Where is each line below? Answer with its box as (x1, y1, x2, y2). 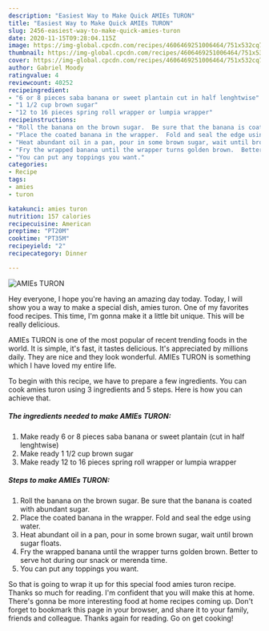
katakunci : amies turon (8, 205, 88, 213)
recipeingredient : (8, 86, 70, 94)
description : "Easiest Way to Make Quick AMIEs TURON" (8, 11, 195, 20)
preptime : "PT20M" (8, 227, 70, 235)
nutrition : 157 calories (8, 212, 91, 220)
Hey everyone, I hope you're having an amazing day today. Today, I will (8, 294, 243, 303)
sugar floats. (19, 538, 62, 548)
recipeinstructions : (8, 116, 78, 124)
